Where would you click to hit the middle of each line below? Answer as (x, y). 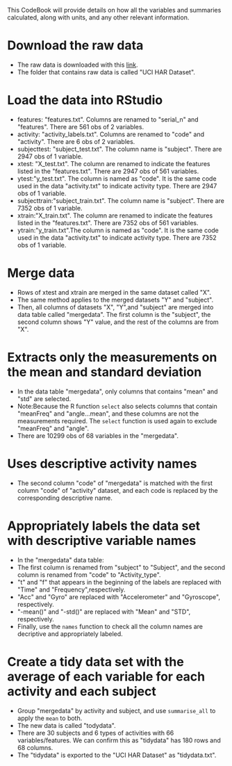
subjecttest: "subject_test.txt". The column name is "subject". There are (119, 149)
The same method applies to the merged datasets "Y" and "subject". (115, 300)
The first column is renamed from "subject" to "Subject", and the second (121, 567)
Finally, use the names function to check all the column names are (110, 626)
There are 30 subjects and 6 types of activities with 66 (96, 733)
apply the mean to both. (50, 718)
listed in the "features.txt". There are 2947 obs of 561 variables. (108, 171)
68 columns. (35, 747)
